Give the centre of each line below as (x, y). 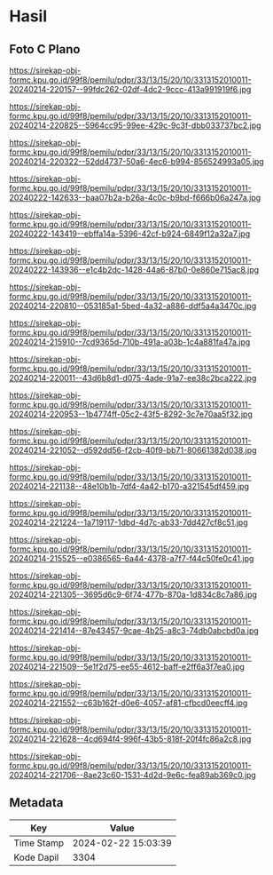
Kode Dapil (36, 857)
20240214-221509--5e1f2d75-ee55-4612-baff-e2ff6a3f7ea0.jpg (127, 667)
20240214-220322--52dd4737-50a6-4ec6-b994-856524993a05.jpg (136, 161)
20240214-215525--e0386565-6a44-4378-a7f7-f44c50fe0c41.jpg (132, 558)
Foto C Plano (45, 49)
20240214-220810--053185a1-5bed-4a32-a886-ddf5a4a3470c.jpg (133, 306)
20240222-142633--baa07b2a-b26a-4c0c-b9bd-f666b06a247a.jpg (135, 198)
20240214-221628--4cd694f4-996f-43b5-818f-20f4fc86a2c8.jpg (130, 739)
